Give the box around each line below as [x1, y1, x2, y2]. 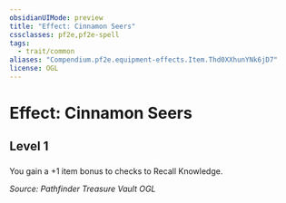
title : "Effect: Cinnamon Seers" [9, 22, 136, 31]
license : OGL [9, 64, 59, 73]
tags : [9, 38, 30, 48]
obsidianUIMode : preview [9, 13, 104, 23]
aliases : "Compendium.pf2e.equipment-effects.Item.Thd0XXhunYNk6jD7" [9, 55, 279, 64]
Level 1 [9, 139, 49, 154]
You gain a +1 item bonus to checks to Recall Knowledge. [9, 166, 223, 177]
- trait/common [17, 47, 75, 56]
